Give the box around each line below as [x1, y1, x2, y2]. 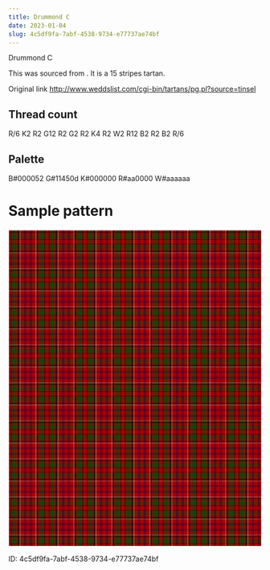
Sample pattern [8, 202, 114, 221]
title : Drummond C [8, 13, 70, 21]
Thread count [8, 107, 78, 121]
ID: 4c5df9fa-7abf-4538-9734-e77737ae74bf [8, 554, 159, 564]
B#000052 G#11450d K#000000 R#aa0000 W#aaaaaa [8, 174, 190, 183]
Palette [8, 152, 45, 166]
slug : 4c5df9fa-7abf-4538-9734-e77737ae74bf [8, 30, 160, 38]
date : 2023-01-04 [8, 21, 67, 30]
